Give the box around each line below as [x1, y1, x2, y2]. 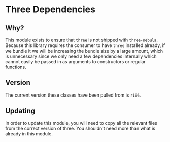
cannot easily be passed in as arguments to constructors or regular [5, 59, 146, 64]
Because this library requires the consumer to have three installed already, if [5, 42, 165, 49]
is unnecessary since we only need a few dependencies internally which [5, 53, 157, 59]
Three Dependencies [5, 4, 95, 15]
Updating [5, 107, 36, 115]
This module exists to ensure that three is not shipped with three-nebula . [5, 37, 158, 43]
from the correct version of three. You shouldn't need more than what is [5, 125, 156, 131]
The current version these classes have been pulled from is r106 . [5, 92, 141, 98]
